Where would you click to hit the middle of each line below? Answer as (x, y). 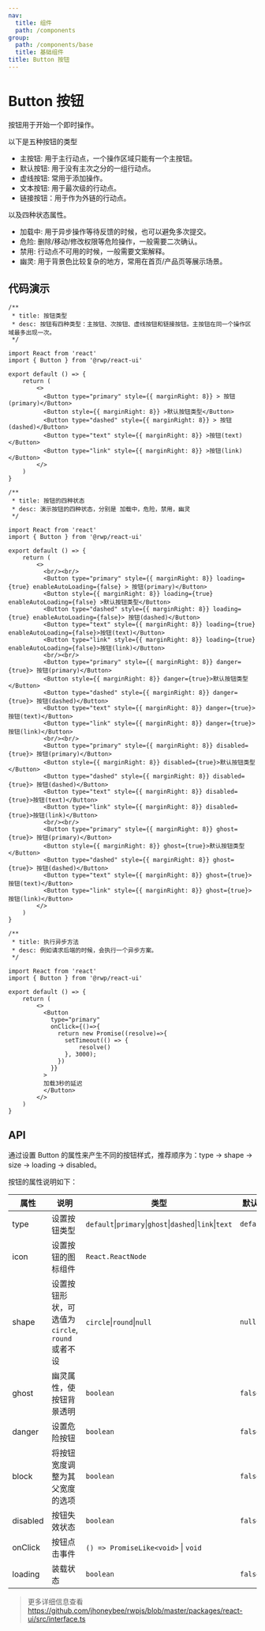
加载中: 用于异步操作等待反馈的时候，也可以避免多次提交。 (115, 231)
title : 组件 (34, 23)
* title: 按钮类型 (39, 316)
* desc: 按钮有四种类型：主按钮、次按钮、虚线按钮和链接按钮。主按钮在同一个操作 (129, 324)
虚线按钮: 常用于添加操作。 (63, 178)
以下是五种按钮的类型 (43, 141)
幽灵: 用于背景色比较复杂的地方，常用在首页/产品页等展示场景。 (123, 261)
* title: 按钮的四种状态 (48, 501)
